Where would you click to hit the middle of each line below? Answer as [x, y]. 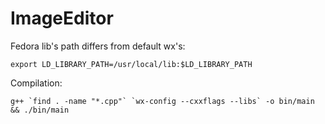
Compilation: [36, 83]
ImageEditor [62, 18]
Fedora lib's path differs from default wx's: [98, 46]
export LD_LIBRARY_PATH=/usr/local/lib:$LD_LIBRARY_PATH [131, 64]
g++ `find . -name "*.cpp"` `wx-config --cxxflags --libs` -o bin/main [162, 101]
